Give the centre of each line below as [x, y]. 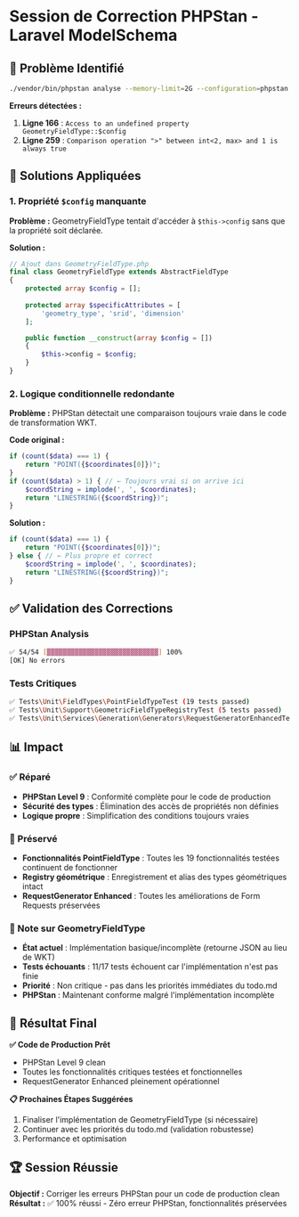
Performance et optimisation [74, 1139]
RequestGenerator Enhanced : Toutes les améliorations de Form [141, 895]
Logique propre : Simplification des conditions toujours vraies [135, 815]
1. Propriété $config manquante [78, 201]
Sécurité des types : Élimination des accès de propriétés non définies [150, 806]
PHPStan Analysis [49, 633]
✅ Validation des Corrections [91, 608]
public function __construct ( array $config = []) [119, 338]
